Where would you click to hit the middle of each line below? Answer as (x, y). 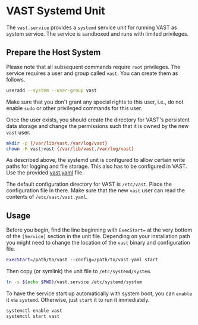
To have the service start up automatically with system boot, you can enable (99, 293)
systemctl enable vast (34, 311)
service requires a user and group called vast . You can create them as (92, 73)
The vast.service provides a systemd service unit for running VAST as (92, 27)
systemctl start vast (33, 316)
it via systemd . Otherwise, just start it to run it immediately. (78, 299)
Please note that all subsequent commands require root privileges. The (93, 67)
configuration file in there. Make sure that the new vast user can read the (96, 190)
